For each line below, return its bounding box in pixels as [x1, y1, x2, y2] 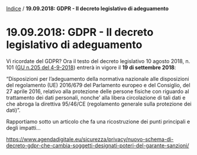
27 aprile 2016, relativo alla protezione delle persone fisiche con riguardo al [6, 88, 189, 95]
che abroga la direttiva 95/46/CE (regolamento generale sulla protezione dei [6, 100, 192, 107]
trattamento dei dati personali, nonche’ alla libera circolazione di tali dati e [6, 94, 186, 101]
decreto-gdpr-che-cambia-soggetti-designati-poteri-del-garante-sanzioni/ [6, 141, 189, 149]
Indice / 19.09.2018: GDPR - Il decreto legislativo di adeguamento [6, 5, 169, 12]
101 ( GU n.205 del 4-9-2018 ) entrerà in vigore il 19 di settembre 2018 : [6, 64, 176, 71]
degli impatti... [6, 124, 41, 131]
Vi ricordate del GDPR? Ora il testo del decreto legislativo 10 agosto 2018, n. [6, 57, 190, 64]
